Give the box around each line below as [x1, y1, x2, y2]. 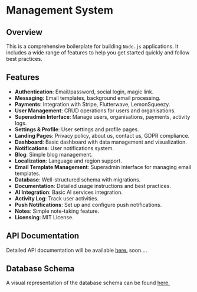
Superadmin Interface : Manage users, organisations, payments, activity [14, 113, 191, 120]
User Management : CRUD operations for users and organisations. [14, 107, 176, 114]
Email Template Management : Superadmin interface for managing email [14, 163, 192, 170]
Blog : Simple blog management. [14, 151, 93, 158]
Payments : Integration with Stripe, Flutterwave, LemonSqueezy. [14, 100, 170, 108]
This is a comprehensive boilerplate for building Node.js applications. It [6, 43, 179, 50]
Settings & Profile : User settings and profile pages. [14, 125, 140, 133]
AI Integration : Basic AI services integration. [14, 189, 123, 196]
